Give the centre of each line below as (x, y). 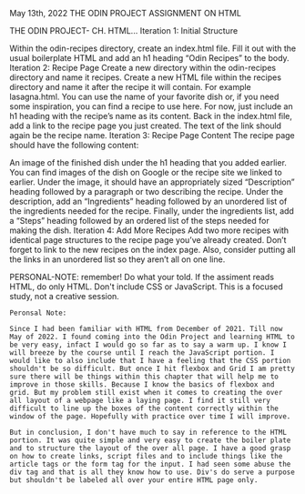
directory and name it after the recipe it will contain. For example (131, 87)
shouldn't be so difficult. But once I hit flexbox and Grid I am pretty (152, 368)
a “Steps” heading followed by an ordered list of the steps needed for (140, 221)
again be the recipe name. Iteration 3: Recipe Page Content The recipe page (152, 135)
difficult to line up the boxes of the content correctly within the (144, 408)
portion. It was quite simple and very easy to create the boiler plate (150, 440)
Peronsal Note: (38, 313)
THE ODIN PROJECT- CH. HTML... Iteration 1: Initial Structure (124, 30)
